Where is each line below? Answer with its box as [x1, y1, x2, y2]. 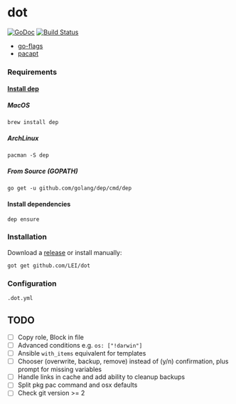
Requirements [7, 67, 58, 77]
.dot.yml [7, 295, 33, 302]
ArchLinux [7, 134, 39, 143]
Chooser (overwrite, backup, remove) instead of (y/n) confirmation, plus [17, 357, 229, 366]
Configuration [7, 279, 57, 289]
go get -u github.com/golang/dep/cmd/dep [7, 185, 132, 192]
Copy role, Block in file [17, 333, 84, 341]
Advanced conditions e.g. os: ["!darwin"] [17, 341, 143, 350]
